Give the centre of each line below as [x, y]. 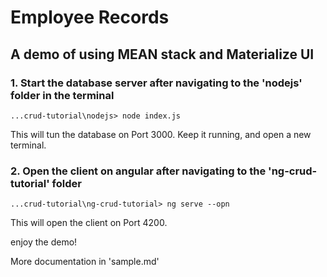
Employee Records [90, 17]
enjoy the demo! [44, 242]
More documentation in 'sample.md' [85, 262]
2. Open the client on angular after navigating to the [138, 171]
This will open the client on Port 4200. [89, 223]
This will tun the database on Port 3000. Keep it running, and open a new [161, 134]
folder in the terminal [62, 95]
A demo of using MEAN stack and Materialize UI [162, 54]
